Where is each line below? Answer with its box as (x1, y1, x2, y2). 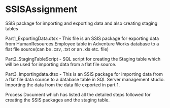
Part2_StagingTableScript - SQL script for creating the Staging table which (5, 56, 161, 62)
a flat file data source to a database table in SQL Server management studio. (5, 76, 165, 82)
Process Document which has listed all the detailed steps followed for (5, 91, 151, 97)
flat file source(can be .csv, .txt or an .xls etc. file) (5, 46, 109, 52)
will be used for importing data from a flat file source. (5, 61, 117, 67)
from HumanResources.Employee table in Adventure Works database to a (5, 40, 159, 46)
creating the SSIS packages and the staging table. (5, 97, 110, 103)
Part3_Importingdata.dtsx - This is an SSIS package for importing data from (5, 71, 163, 77)
